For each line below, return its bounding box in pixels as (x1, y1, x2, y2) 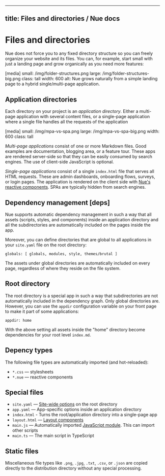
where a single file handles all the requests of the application (5, 119, 128, 125)
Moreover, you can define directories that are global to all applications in (5, 237, 152, 242)
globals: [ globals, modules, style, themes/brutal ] (5, 251, 118, 256)
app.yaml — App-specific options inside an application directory (12, 407, 142, 412)
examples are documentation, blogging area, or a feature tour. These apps (5, 148, 156, 154)
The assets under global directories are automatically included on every (5, 260, 150, 266)
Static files (5, 447, 39, 455)
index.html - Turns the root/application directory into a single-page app (12, 412, 158, 418)
